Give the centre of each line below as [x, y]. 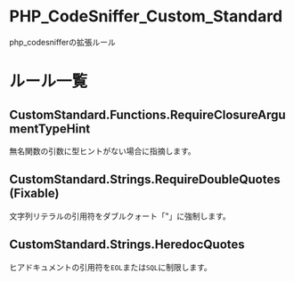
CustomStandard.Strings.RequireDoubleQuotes [145, 180]
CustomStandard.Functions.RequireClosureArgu [148, 114]
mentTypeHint [50, 128]
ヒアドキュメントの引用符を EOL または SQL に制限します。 [110, 267]
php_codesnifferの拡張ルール [62, 42]
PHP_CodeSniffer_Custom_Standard [146, 16]
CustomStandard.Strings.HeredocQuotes [127, 245]
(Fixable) [34, 193]
